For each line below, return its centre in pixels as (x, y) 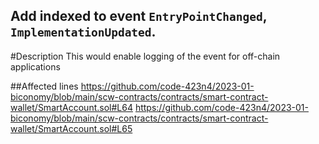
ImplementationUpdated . (83, 32)
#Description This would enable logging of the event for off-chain (145, 56)
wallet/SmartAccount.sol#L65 (71, 128)
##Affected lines (44, 86)
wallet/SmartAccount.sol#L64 (71, 107)
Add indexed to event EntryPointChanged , (139, 16)
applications (35, 66)
